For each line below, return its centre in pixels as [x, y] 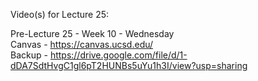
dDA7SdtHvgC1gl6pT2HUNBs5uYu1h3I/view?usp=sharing [129, 65]
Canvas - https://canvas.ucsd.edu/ [82, 44]
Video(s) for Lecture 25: [60, 14]
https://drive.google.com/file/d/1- [118, 55]
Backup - [29, 55]
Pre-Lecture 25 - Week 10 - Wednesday [92, 33]
